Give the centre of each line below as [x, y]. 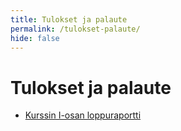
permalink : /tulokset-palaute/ [75, 29]
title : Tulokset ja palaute [69, 19]
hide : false [35, 38]
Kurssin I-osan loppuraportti [83, 115]
